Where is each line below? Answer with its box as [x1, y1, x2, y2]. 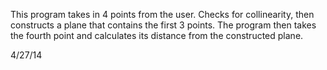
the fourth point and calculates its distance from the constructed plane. [10, 30, 304, 41]
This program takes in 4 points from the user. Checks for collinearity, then [10, 9, 315, 20]
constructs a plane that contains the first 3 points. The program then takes [10, 19, 317, 31]
